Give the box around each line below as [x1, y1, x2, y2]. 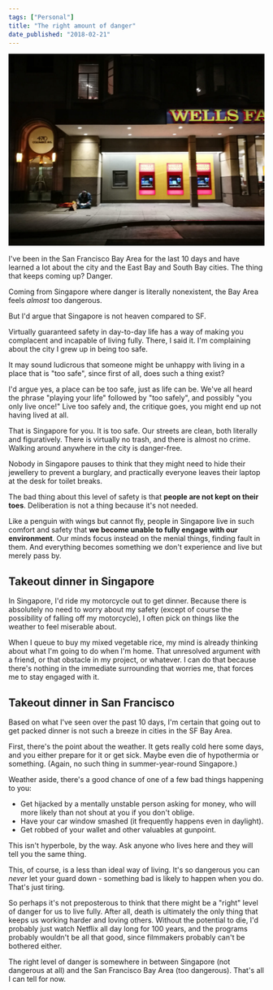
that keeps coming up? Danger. [8, 271, 114, 281]
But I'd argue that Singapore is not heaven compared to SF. [8, 311, 207, 321]
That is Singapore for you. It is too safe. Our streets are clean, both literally [8, 426, 258, 436]
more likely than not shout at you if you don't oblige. [19, 808, 195, 817]
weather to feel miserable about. [8, 622, 117, 632]
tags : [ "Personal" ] [8, 13, 75, 21]
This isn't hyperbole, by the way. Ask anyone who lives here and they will [8, 841, 253, 850]
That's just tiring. [8, 882, 65, 892]
